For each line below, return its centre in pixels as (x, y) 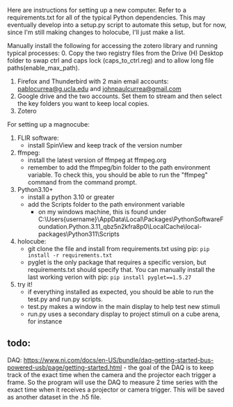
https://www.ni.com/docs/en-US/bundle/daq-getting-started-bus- (119, 360)
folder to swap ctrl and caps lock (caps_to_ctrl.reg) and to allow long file (111, 61)
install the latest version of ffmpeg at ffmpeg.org (97, 160)
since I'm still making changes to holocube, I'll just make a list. (96, 32)
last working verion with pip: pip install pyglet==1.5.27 (110, 277)
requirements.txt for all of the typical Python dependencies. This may (106, 17)
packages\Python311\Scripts (79, 234)
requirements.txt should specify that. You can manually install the (121, 270)
